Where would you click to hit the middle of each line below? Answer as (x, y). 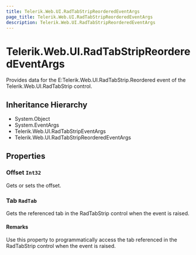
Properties (26, 156)
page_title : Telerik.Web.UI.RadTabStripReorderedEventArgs (80, 17)
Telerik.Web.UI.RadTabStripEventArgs (60, 131)
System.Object (32, 119)
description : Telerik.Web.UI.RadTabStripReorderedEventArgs (81, 22)
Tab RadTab (21, 200)
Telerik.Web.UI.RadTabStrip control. (49, 86)
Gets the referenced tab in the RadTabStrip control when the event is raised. (98, 213)
